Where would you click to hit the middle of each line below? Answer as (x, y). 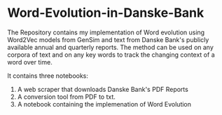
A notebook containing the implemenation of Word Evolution (104, 104)
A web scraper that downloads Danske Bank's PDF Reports (103, 89)
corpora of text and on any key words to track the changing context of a (111, 55)
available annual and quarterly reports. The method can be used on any (110, 47)
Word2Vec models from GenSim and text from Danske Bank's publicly (108, 39)
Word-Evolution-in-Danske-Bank (106, 13)
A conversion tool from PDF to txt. (66, 97)
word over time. (30, 62)
